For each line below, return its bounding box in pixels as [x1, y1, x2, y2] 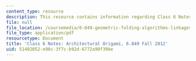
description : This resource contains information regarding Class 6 [6, 14, 176, 20]
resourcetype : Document [6, 35, 64, 41]
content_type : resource [6, 8, 64, 15]
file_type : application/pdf [6, 30, 75, 36]
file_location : [6, 24, 43, 31]
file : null [6, 19, 33, 25]
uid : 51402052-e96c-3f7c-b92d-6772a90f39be [6, 46, 114, 52]
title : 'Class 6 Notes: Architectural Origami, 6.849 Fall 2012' [6, 41, 168, 47]
